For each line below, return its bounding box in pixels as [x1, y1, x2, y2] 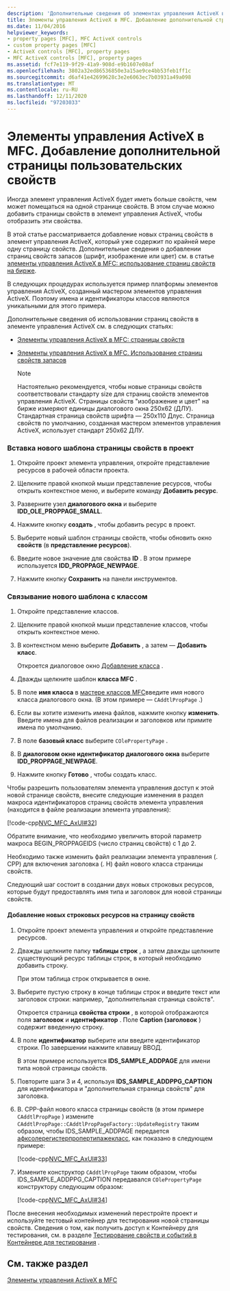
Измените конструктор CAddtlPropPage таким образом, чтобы [16, 1168, 197, 1176]
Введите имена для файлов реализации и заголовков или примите [16, 716, 213, 725]
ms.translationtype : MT [7, 80, 75, 87]
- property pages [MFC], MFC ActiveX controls [7, 36, 142, 42]
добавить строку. [16, 961, 68, 969]
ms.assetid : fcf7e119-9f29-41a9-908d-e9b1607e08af [7, 61, 155, 68]
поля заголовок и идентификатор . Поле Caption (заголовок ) [16, 1015, 201, 1024]
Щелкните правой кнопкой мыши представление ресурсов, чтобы [16, 479, 212, 488]
